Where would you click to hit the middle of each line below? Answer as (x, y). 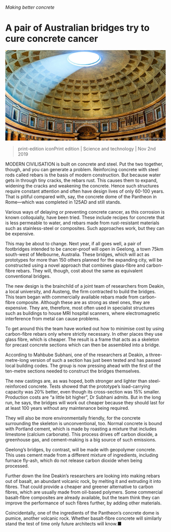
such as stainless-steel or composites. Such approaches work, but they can (85, 228)
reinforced (16, 386)
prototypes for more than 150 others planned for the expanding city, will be (84, 260)
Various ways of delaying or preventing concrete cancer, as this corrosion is (85, 212)
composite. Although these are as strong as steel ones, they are (83, 303)
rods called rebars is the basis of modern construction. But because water (83, 175)
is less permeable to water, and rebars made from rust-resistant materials (82, 223)
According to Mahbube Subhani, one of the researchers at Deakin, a (77, 355)
